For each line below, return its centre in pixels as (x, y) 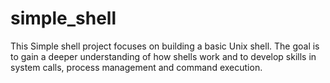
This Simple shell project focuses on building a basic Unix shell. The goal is (165, 46)
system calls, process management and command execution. (136, 67)
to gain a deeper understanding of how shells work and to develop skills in (163, 56)
